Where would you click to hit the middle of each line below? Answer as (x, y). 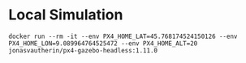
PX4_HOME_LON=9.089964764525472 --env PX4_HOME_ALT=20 (103, 43)
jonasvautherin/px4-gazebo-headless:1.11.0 (83, 50)
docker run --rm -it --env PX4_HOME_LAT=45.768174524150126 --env (123, 36)
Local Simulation (66, 15)
